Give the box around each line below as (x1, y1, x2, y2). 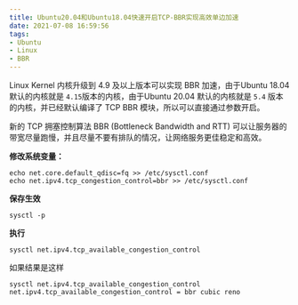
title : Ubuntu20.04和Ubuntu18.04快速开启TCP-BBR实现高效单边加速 (9, 12, 239, 22)
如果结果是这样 (9, 262, 64, 272)
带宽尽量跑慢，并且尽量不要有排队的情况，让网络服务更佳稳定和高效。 (9, 132, 267, 142)
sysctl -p (9, 211, 46, 220)
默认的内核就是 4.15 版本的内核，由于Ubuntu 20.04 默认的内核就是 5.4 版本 (9, 91, 284, 101)
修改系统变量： (9, 151, 64, 161)
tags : (9, 29, 29, 38)
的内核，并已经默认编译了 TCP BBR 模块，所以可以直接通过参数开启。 (9, 102, 265, 112)
